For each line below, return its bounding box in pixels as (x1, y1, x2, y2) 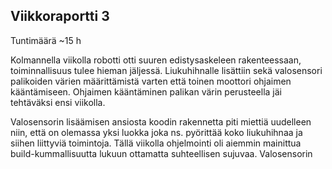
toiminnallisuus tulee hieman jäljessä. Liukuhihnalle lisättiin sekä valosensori (10, 64, 323, 76)
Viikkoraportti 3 (10, 8, 110, 25)
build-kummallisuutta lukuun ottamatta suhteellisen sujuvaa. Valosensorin (10, 147, 313, 159)
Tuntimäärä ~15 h (10, 34, 82, 46)
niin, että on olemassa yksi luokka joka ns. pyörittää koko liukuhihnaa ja (10, 126, 303, 138)
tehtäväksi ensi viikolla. (10, 96, 106, 108)
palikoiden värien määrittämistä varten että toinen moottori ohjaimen (10, 75, 292, 87)
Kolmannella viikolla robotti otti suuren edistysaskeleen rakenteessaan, (10, 54, 302, 66)
